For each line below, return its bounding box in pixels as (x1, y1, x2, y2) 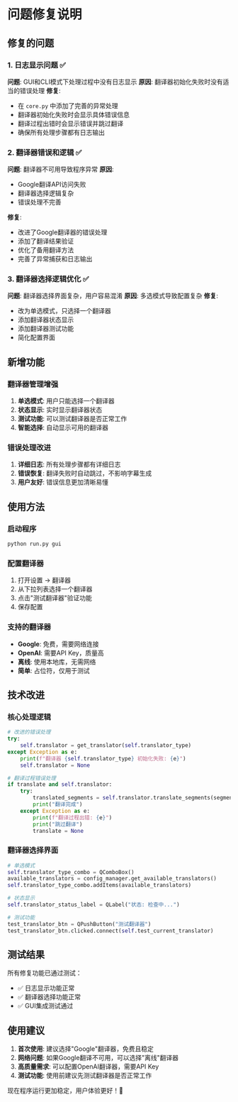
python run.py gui (7, 540, 62, 547)
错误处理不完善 (17, 198, 62, 207)
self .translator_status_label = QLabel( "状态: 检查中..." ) (7, 901, 180, 909)
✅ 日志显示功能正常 (17, 984, 75, 993)
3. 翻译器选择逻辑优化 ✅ (7, 274, 89, 284)
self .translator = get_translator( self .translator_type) (20, 742, 192, 749)
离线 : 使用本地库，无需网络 (17, 658, 96, 666)
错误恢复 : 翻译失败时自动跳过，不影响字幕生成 (17, 469, 152, 478)
